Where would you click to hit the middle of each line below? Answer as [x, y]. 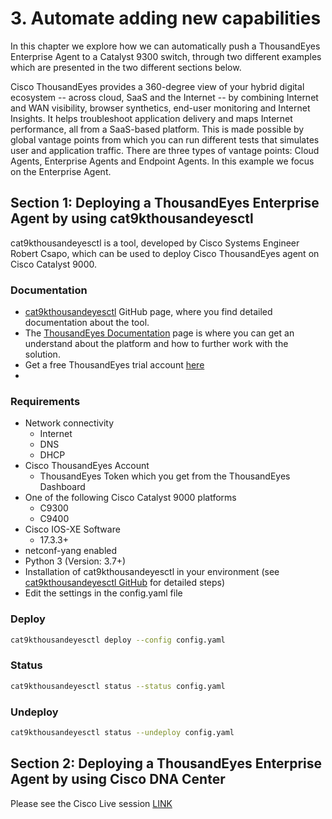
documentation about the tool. [87, 323]
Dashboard [62, 487]
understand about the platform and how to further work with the [156, 344]
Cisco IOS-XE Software [72, 529]
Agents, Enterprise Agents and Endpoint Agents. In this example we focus [162, 161]
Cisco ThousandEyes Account [87, 466]
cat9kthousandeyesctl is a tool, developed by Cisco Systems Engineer [155, 243]
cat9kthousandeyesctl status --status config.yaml [118, 686]
